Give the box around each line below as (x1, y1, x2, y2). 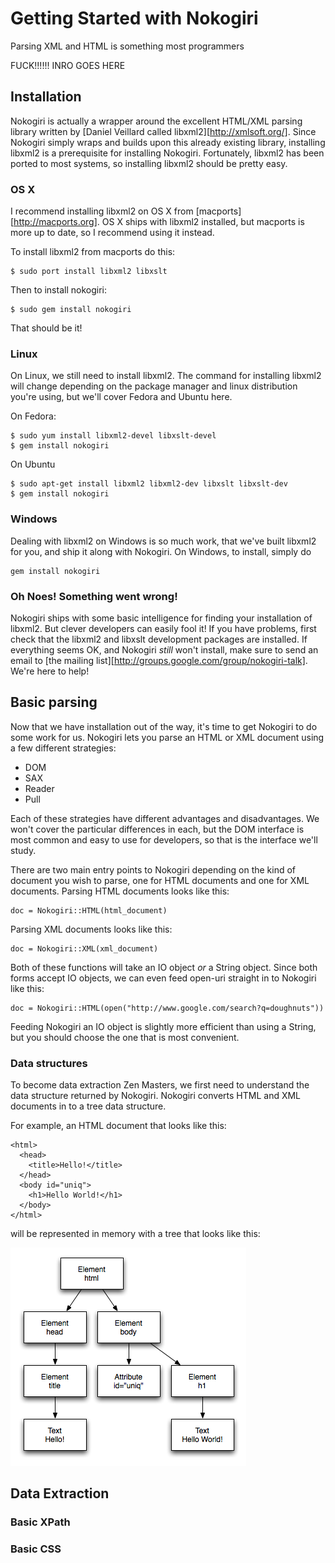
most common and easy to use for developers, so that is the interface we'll (10, 833, 318, 846)
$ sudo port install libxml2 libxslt (10, 267, 168, 277)
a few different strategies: (10, 742, 117, 754)
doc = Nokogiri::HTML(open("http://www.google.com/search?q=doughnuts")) (10, 1003, 325, 1013)
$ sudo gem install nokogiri (10, 305, 132, 315)
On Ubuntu (10, 458, 56, 471)
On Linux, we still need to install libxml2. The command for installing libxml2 (10, 370, 322, 382)
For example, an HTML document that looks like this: (10, 1120, 227, 1132)
